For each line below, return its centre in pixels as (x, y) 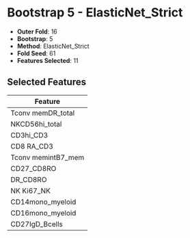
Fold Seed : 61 (36, 53)
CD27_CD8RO (33, 168)
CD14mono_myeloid (43, 202)
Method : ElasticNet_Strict (53, 46)
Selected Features (47, 82)
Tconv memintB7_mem (47, 157)
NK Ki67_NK (31, 191)
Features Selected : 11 (47, 60)
